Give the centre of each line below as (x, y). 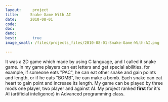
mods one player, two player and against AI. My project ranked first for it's (83, 88)
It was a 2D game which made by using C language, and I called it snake (81, 62)
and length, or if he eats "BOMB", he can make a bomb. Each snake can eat (84, 78)
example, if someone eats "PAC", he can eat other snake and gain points (81, 72)
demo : (11, 33)
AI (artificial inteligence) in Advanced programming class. (65, 93)
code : (11, 24)
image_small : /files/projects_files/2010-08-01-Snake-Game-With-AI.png (82, 43)
